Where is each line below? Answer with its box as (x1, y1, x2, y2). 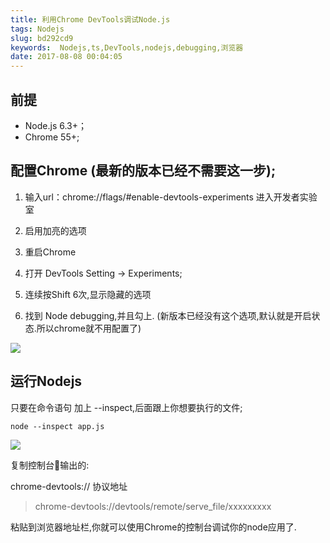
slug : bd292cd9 (10, 33, 74, 43)
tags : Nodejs (10, 24, 65, 34)
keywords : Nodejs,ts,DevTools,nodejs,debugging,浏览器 (10, 42, 244, 53)
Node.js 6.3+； (24, 119, 88, 131)
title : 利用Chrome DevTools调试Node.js (10, 14, 171, 25)
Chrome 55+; (24, 131, 80, 143)
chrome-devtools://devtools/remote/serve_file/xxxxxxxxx (34, 500, 272, 512)
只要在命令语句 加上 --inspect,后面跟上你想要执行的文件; (10, 401, 243, 413)
